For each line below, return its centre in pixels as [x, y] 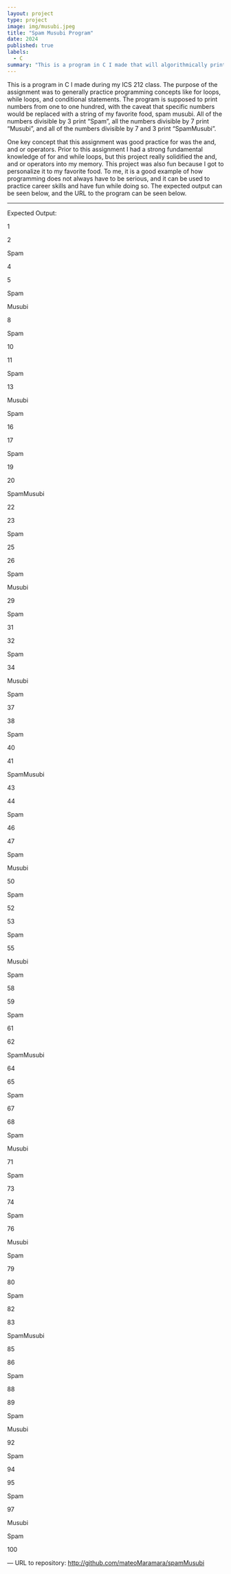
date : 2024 [23, 39]
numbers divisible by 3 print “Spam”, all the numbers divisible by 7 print [108, 121]
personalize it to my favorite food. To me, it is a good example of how [105, 171]
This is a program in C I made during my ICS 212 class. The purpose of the [112, 84]
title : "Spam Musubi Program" [51, 33]
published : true [30, 46]
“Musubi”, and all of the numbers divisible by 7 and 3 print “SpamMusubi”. [112, 128]
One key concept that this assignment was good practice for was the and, [112, 141]
